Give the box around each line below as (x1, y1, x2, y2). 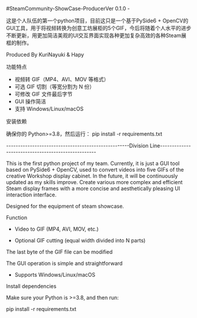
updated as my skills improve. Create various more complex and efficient (6, 179, 183, 185)
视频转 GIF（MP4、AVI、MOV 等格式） (14, 76, 109, 83)
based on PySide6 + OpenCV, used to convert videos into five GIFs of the (6, 166, 184, 173)
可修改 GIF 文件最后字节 (14, 91, 73, 97)
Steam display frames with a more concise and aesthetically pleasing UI (6, 185, 181, 192)
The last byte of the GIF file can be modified (6, 248, 113, 255)
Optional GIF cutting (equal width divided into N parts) (14, 237, 146, 244)
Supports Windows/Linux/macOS (14, 271, 96, 278)
